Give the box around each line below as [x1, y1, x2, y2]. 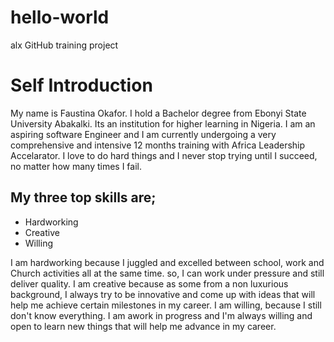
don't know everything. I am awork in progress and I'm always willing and [10, 309, 313, 321]
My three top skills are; [10, 189, 157, 206]
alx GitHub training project [10, 39, 119, 51]
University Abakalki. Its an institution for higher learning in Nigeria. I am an [10, 117, 316, 130]
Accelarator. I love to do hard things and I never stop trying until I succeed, [10, 149, 318, 161]
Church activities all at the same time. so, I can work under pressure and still [10, 267, 325, 279]
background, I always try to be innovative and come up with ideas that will [10, 288, 316, 300]
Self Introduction [10, 74, 153, 97]
